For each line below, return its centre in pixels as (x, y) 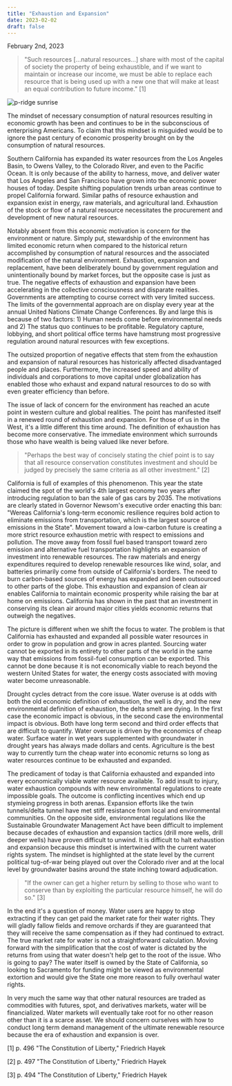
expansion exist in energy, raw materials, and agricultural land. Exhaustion (113, 203)
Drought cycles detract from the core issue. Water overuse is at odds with (112, 694)
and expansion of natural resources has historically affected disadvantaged (115, 362)
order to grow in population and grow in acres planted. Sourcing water (107, 644)
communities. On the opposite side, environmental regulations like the (106, 818)
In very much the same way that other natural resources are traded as (106, 998)
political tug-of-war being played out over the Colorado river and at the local (116, 862)
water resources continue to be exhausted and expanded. (89, 760)
